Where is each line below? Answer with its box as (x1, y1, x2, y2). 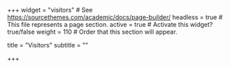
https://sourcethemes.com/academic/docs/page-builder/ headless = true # (7, 13, 223, 21)
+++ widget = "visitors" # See (7, 6, 93, 14)
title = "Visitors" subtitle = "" (7, 41, 89, 49)
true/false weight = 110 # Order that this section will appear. (7, 27, 178, 36)
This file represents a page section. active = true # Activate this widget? (7, 21, 213, 28)
